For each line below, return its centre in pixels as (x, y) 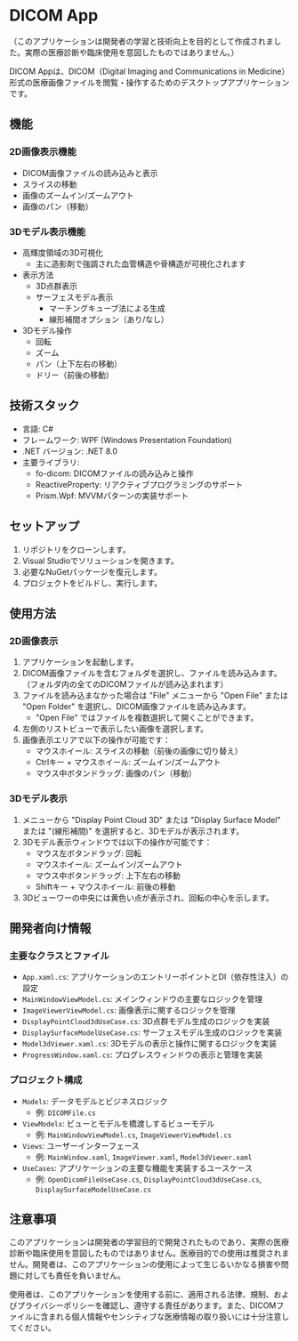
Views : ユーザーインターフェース (81, 1145)
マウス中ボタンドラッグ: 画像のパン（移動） (116, 773)
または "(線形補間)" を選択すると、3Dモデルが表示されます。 (133, 831)
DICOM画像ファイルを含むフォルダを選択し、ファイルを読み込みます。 (152, 674)
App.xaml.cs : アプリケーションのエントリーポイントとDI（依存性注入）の (155, 977)
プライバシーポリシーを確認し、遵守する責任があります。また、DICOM (146, 1305)
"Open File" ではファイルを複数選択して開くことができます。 (147, 718)
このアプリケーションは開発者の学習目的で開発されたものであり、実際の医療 (149, 1242)
